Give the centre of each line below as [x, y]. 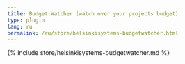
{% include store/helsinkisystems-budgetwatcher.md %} [89, 53]
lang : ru [20, 26]
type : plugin [26, 20]
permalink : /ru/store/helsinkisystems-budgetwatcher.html [93, 33]
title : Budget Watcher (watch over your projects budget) [93, 14]
